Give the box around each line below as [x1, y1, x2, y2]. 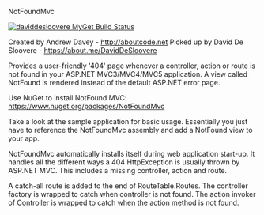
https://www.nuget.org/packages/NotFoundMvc [8, 102, 165, 111]
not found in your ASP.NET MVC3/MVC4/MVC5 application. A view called [8, 70, 247, 78]
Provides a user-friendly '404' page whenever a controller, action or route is [8, 61, 255, 70]
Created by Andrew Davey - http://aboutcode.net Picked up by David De [8, 37, 243, 47]
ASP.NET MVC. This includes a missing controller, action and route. [8, 166, 228, 175]
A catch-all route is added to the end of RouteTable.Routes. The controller [8, 181, 248, 190]
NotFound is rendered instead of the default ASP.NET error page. [8, 78, 221, 87]
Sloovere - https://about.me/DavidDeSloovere [8, 46, 157, 55]
